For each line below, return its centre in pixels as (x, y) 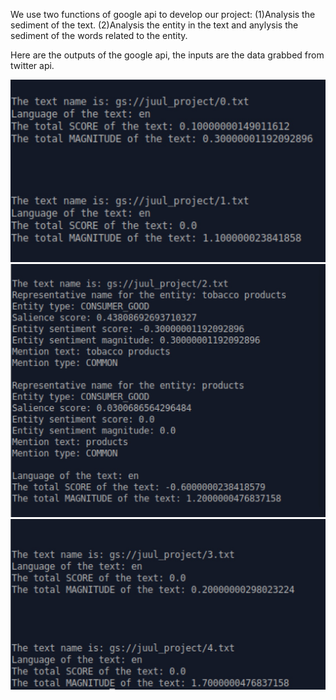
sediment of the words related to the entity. (99, 35)
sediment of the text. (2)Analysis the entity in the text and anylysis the (154, 25)
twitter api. (32, 65)
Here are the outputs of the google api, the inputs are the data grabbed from (167, 55)
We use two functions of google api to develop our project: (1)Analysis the (163, 14)
